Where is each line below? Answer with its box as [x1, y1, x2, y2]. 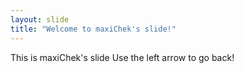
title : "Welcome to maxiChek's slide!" [10, 24, 177, 34]
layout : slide [10, 14, 70, 25]
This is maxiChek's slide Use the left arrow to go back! [10, 51, 235, 63]
